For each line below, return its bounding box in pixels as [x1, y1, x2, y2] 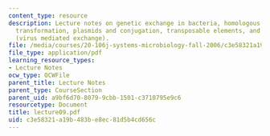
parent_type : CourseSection [8, 86, 103, 94]
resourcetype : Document [8, 101, 88, 109]
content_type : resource [8, 11, 88, 20]
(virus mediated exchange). [15, 34, 110, 42]
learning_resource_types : [8, 57, 95, 65]
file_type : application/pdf [8, 49, 103, 57]
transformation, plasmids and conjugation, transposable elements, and [15, 26, 261, 34]
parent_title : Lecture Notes [8, 78, 106, 86]
